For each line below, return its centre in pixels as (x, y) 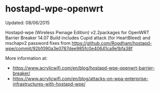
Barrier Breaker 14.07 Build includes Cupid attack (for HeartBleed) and (78, 38)
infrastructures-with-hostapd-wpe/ (49, 84)
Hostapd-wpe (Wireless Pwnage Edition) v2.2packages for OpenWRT (77, 32)
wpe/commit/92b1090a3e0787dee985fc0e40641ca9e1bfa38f (69, 48)
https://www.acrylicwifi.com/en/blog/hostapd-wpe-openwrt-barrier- (84, 68)
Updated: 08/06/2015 (28, 23)
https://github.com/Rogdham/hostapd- (112, 43)
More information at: (26, 58)
